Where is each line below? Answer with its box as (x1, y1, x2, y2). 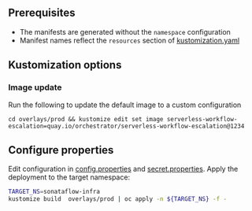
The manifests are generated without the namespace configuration (19, 27, 231, 36)
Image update (8, 82, 62, 93)
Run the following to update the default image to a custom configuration (8, 100, 242, 109)
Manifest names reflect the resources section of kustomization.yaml (19, 35, 240, 45)
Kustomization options (8, 58, 122, 72)
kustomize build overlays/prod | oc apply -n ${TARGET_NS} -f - (8, 195, 227, 203)
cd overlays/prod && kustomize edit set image (8, 115, 164, 123)
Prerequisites (8, 6, 76, 20)
